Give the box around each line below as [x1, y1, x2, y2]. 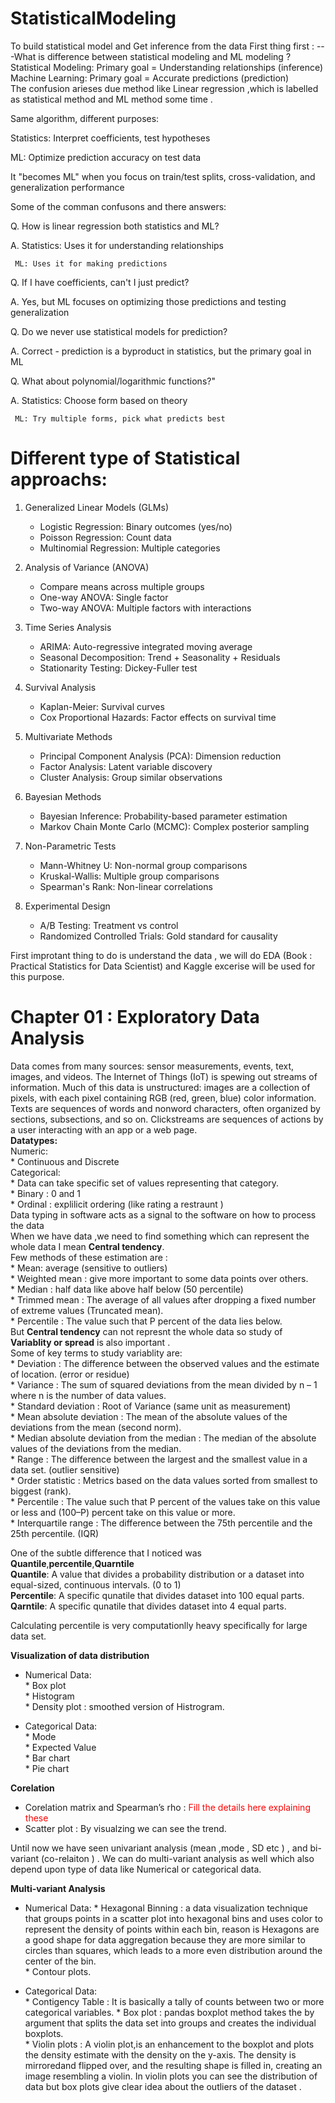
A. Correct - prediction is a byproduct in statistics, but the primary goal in [10, 345, 312, 357]
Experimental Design [24, 900, 111, 912]
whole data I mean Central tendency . [10, 1240, 165, 1252]
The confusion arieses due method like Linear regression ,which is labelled [10, 82, 319, 94]
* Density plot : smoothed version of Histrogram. [24, 1700, 225, 1712]
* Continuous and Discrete [10, 1155, 120, 1167]
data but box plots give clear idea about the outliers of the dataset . [24, 2080, 302, 2092]
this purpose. [10, 970, 65, 982]
